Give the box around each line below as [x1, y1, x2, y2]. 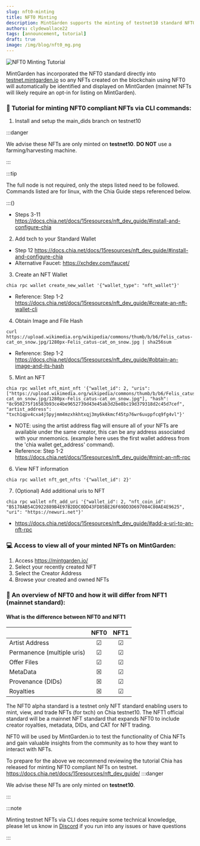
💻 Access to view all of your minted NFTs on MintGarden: [6, 541, 176, 549]
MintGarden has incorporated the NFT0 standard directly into [6, 70, 157, 77]
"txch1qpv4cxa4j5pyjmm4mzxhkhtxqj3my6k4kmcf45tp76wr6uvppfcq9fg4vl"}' [6, 412, 185, 418]
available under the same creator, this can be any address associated [14, 428, 185, 436]
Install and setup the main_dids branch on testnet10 [14, 118, 141, 125]
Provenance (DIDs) [9, 677, 62, 686]
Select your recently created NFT [14, 563, 97, 570]
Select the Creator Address [14, 570, 82, 577]
